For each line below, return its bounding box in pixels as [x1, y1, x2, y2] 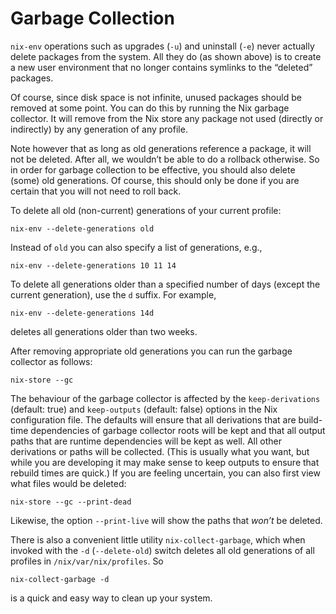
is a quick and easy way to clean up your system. [10, 592, 213, 604]
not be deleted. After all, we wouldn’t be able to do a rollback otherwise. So [10, 153, 320, 165]
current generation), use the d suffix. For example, [10, 288, 217, 301]
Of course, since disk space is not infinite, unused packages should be [10, 91, 302, 103]
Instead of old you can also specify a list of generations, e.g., [10, 241, 263, 253]
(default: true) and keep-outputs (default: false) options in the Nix [10, 403, 278, 415]
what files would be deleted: [10, 477, 127, 489]
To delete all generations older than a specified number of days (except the [10, 278, 321, 290]
